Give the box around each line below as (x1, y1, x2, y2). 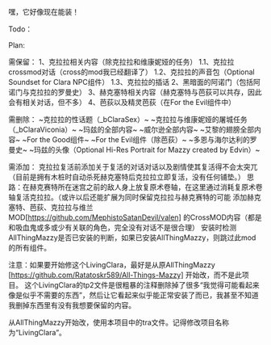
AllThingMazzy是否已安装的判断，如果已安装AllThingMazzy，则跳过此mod (8, 233, 256, 242)
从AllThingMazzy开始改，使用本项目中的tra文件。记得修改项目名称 (8, 318, 230, 327)
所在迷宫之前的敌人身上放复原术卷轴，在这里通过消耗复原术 (57, 183, 256, 191)
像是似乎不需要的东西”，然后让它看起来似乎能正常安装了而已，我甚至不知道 (8, 290, 260, 300)
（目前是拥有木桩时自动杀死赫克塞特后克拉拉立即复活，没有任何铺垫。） (8, 172, 245, 182)
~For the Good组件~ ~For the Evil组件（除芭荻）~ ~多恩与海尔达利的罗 (22, 135, 257, 144)
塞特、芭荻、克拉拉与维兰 (8, 203, 94, 212)
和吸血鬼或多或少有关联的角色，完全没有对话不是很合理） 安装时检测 (8, 223, 236, 232)
